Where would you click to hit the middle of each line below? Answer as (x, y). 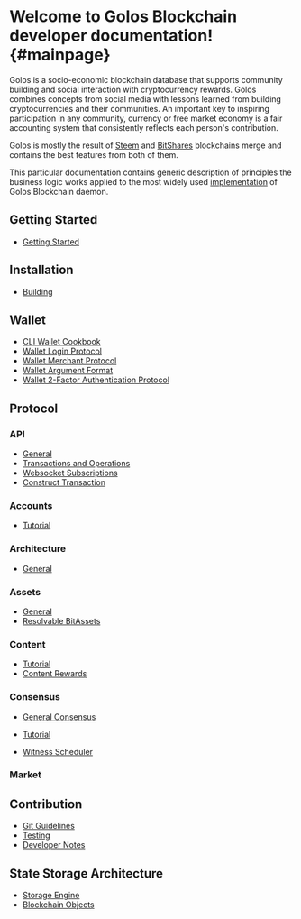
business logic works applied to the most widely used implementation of (143, 181)
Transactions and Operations (76, 464)
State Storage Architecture (87, 873)
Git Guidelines (48, 826)
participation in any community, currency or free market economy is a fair (146, 118)
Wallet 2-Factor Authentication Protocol (96, 380)
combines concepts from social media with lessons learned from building (146, 99)
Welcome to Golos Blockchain (123, 17)
